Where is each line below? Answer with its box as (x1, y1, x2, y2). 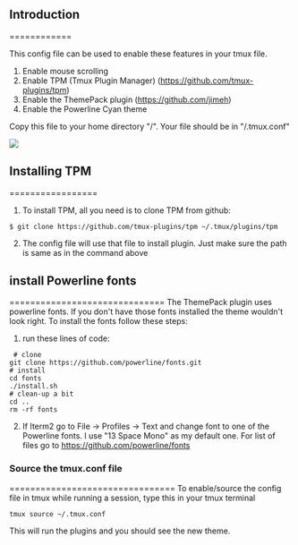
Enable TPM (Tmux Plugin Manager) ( (21, 75, 161, 86)
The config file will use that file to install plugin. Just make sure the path (21, 237, 288, 249)
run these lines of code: (21, 333, 110, 344)
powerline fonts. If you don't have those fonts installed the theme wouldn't (9, 306, 284, 317)
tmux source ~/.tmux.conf (9, 509, 106, 518)
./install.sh (9, 382, 58, 391)
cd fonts (9, 374, 42, 383)
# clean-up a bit (9, 389, 74, 399)
